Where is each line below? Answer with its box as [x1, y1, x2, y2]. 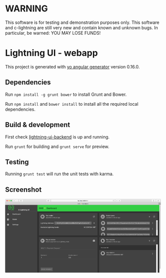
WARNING [5, 3, 48, 14]
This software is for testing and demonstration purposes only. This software [5, 19, 160, 25]
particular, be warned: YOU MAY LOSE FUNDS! [5, 30, 101, 36]
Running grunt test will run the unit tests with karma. [5, 171, 114, 177]
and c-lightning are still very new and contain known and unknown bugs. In [5, 24, 158, 30]
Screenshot [5, 185, 42, 194]
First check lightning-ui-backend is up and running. [5, 134, 110, 139]
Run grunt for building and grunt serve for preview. [5, 143, 110, 149]
